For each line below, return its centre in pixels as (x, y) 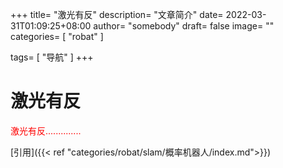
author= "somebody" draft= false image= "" (184, 26)
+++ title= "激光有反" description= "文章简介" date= (117, 14)
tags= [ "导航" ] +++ (52, 57)
